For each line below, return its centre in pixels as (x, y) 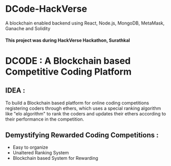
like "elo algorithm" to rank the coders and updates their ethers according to (86, 113)
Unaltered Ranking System (41, 153)
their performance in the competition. (45, 119)
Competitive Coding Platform (69, 72)
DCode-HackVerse (46, 9)
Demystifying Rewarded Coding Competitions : (82, 135)
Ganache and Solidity (28, 28)
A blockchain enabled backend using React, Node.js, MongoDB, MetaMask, (85, 23)
